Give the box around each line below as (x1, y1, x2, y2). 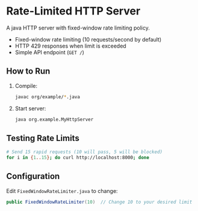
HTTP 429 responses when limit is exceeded (14, 42, 126, 49)
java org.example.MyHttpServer (14, 116, 94, 122)
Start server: (14, 104, 46, 112)
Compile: (14, 82, 38, 89)
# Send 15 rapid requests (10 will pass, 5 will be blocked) (6, 149, 163, 155)
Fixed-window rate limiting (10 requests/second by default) (14, 36, 162, 43)
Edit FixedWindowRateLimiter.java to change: (6, 187, 119, 194)
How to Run (6, 66, 51, 77)
